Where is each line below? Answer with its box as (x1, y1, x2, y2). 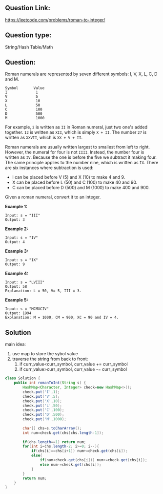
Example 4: (5, 271, 28, 277)
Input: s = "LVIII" (5, 280, 45, 285)
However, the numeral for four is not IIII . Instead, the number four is (5, 149, 144, 155)
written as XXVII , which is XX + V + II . (5, 134, 83, 141)
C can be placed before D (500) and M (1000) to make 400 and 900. (12, 185, 150, 191)
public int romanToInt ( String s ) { (14, 381, 86, 386)
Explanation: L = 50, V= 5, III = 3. (5, 288, 82, 294)
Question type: (5, 31, 52, 40)
